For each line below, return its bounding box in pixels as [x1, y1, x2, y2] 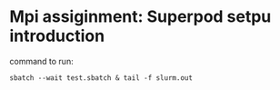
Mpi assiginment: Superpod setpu [9, 6, 272, 27]
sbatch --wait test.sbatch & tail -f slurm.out [9, 73, 194, 83]
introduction [9, 25, 105, 46]
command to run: [9, 55, 75, 66]
